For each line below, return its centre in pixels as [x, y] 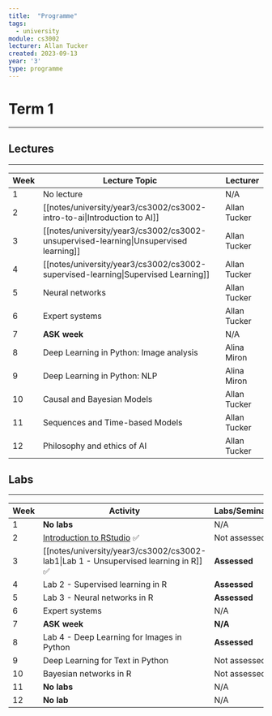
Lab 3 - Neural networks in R [98, 597]
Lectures [31, 149]
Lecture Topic [130, 180]
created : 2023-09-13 [43, 54]
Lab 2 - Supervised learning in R [105, 584]
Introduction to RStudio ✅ [91, 538]
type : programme [36, 69]
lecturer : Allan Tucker [49, 46]
